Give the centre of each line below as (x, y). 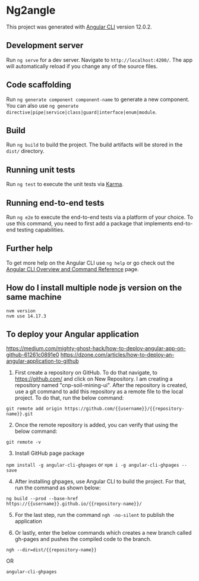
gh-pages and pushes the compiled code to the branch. (83, 539)
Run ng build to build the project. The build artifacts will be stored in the (94, 145)
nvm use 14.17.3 (26, 316)
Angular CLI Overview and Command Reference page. (72, 269)
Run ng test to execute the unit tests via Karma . (65, 184)
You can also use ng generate (42, 105)
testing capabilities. (41, 230)
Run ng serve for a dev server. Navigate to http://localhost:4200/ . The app (99, 59)
